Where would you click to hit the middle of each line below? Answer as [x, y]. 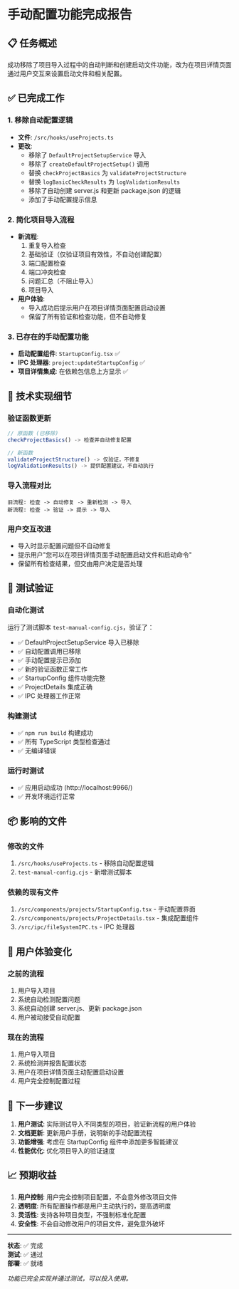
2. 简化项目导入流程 [41, 219]
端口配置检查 [47, 263]
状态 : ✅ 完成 [25, 1245]
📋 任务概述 [32, 43]
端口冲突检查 [47, 272]
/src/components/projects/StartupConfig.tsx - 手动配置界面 [106, 909]
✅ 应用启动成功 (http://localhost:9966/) [75, 788]
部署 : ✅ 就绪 [25, 1263]
